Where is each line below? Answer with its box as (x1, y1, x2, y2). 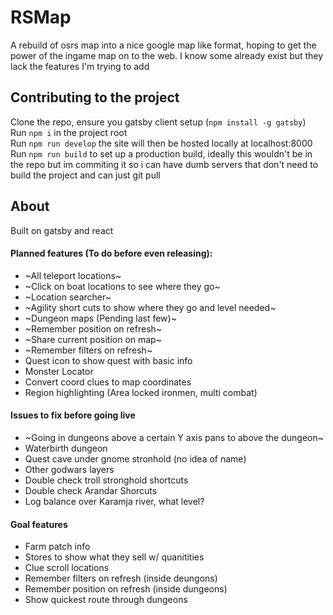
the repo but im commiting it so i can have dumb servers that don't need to (10, 158, 319, 170)
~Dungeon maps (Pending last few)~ (24, 312, 177, 324)
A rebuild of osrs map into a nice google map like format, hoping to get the (10, 39, 317, 51)
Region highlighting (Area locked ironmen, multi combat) (24, 386, 258, 398)
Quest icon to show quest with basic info (24, 354, 193, 366)
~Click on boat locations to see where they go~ (24, 280, 221, 292)
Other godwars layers (24, 463, 115, 475)
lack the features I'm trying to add (10, 60, 150, 72)
